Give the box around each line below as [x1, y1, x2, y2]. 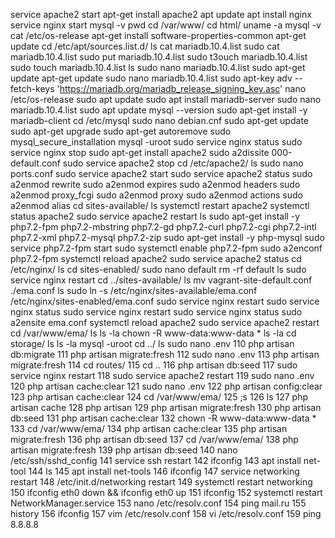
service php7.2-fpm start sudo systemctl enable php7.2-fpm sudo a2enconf [10, 242, 323, 254]
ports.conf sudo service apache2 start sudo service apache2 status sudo [10, 168, 313, 179]
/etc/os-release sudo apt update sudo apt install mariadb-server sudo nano [10, 94, 322, 105]
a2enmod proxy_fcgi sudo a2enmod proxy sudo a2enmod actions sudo [10, 189, 303, 201]
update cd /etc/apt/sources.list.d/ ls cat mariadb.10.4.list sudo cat [10, 40, 280, 52]
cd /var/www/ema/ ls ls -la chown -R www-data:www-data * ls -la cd [10, 327, 297, 339]
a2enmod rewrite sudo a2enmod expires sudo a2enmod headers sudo [10, 179, 301, 190]
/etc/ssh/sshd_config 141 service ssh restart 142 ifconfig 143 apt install [10, 455, 302, 466]
